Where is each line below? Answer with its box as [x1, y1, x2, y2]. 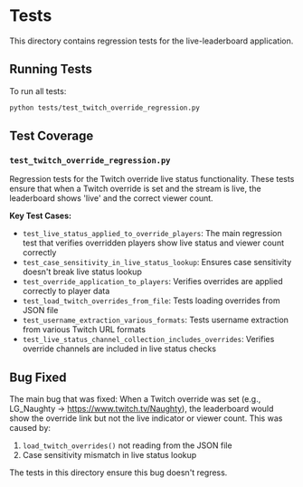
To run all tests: [9, 85, 67, 96]
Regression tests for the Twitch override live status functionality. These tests [9, 174, 295, 185]
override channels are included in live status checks [22, 343, 217, 354]
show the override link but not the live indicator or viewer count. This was [9, 413, 283, 424]
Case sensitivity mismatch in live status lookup [22, 450, 197, 461]
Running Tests [9, 62, 92, 77]
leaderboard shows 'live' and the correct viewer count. [9, 193, 214, 204]
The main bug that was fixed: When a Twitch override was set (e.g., [9, 394, 261, 405]
